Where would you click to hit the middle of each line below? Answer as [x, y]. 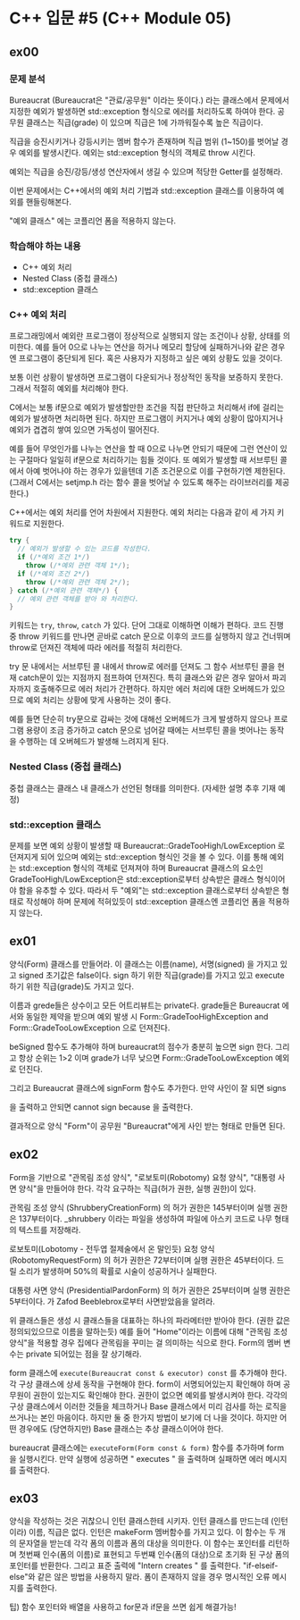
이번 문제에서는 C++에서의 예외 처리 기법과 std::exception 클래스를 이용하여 [142, 190]
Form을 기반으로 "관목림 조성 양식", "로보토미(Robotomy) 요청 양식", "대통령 [143, 1177]
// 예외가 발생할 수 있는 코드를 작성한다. [84, 549]
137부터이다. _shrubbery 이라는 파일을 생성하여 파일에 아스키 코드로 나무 [145, 1218]
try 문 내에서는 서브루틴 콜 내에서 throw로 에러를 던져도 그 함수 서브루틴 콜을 [142, 667]
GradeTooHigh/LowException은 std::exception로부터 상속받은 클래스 [132, 879]
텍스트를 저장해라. [50, 1230]
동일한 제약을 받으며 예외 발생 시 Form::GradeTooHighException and [147, 1016]
